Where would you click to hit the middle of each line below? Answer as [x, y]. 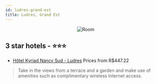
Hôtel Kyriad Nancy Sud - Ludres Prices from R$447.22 [71, 61]
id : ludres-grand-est [28, 10]
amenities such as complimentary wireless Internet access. [80, 76]
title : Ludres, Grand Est [33, 15]
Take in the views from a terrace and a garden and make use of [84, 71]
